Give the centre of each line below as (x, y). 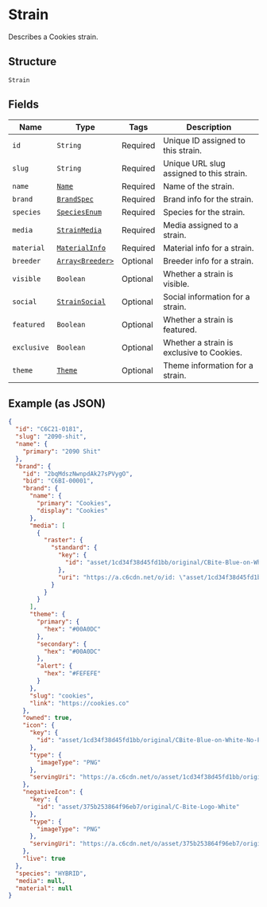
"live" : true (44, 858)
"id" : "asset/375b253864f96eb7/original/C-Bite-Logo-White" (138, 807)
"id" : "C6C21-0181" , (49, 429)
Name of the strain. (198, 186)
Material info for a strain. (208, 248)
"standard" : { (74, 548)
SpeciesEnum (79, 212)
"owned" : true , (48, 718)
